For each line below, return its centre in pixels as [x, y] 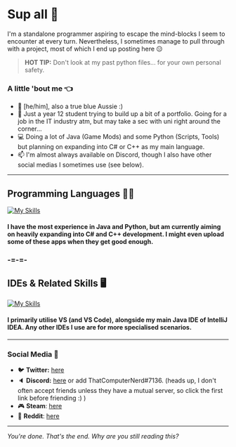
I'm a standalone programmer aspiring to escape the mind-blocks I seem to [116, 34]
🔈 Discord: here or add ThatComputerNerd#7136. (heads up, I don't [117, 380]
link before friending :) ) [52, 398]
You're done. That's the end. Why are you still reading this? [93, 436]
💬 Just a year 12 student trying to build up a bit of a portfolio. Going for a [122, 114]
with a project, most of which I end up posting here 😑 [85, 48]
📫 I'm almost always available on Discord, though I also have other [114, 155]
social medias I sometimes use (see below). [80, 165]
